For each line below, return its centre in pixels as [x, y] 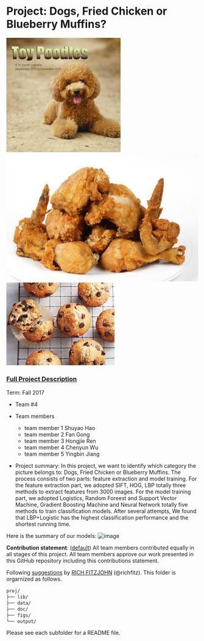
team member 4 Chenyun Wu [61, 447]
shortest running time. [43, 524]
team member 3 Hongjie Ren [60, 441]
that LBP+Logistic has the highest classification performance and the [102, 517]
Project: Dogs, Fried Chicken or [87, 11]
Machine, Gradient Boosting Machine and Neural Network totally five [101, 504]
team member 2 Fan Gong [57, 434]
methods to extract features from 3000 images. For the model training [103, 492]
